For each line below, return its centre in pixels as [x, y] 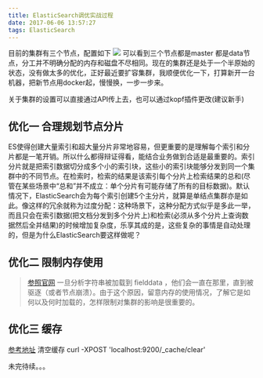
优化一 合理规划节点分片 [66, 126]
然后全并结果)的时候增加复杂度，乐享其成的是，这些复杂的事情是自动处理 [133, 225]
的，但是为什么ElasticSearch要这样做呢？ [75, 235]
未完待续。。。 [29, 366]
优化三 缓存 [35, 329]
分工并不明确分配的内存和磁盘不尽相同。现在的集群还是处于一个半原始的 [138, 63]
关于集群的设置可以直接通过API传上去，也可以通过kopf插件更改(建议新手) [126, 100]
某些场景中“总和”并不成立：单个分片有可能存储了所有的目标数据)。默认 [136, 186]
